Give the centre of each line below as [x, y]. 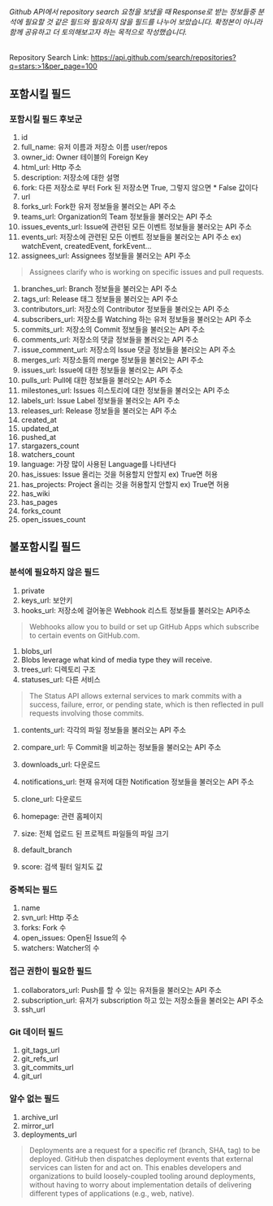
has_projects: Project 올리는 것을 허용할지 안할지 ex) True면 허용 [125, 484]
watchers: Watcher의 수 [60, 947]
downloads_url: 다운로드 [61, 764]
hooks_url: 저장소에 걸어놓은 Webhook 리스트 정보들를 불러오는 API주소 [136, 610]
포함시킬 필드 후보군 [46, 119]
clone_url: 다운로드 [52, 799]
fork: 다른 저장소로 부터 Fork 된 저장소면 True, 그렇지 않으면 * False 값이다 [139, 187]
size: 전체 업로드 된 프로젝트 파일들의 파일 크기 [95, 834]
